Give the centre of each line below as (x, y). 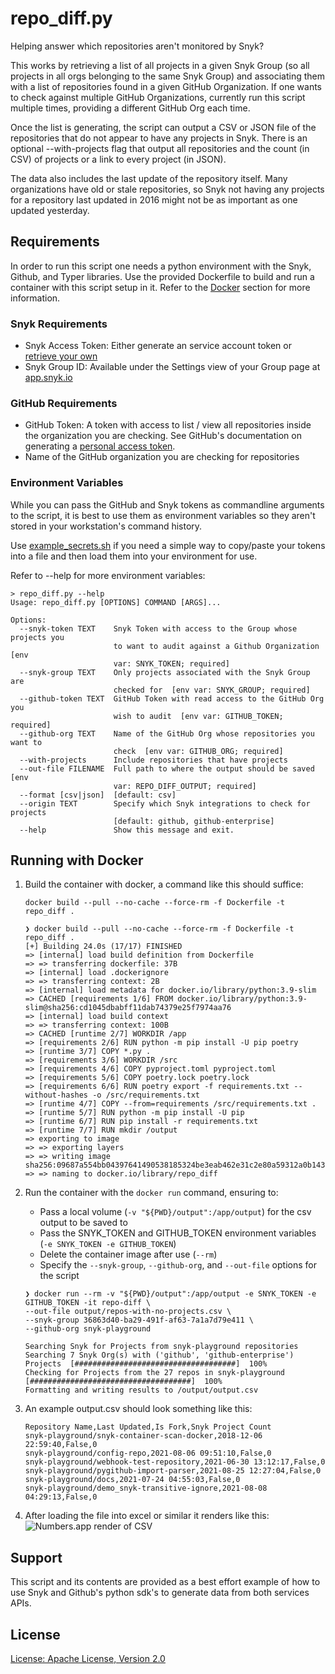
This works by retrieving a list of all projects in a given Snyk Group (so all (160, 65)
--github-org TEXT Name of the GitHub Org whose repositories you (167, 733)
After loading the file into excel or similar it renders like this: (147, 1516)
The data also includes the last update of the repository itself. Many (149, 178)
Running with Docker (77, 860)
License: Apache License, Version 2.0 (88, 1659)
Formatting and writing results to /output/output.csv (141, 1390)
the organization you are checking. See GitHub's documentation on (163, 436)
